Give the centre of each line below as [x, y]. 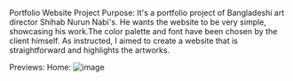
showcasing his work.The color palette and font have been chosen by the [143, 31]
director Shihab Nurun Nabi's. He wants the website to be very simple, [138, 22]
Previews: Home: [40, 67]
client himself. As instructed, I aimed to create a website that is [123, 40]
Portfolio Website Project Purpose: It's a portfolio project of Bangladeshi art [147, 13]
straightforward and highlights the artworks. [90, 50]
